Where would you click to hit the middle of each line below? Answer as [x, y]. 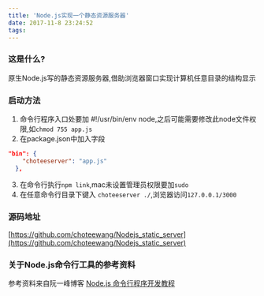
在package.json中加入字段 [62, 138]
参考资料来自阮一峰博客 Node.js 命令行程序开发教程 [92, 283]
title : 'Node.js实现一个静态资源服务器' [69, 15]
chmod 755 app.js [64, 129]
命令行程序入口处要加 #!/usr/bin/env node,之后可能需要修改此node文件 [134, 118]
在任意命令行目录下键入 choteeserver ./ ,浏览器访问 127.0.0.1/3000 [128, 194]
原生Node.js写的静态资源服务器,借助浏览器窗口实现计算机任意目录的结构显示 [132, 78]
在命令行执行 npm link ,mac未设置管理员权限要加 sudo [104, 184]
